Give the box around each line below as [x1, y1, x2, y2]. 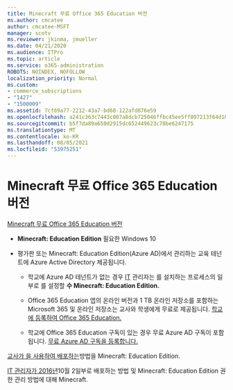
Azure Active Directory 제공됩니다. [30, 258, 127, 266]
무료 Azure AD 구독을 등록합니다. [48, 336, 139, 345]
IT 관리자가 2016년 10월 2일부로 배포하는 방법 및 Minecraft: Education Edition [7, 366, 218, 375]
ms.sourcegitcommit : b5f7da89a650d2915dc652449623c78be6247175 [7, 120, 194, 127]
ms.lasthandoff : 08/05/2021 [7, 140, 89, 147]
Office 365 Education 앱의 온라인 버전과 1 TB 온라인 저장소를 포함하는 [27, 296, 219, 304]
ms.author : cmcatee [7, 17, 64, 24]
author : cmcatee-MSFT [7, 23, 70, 30]
